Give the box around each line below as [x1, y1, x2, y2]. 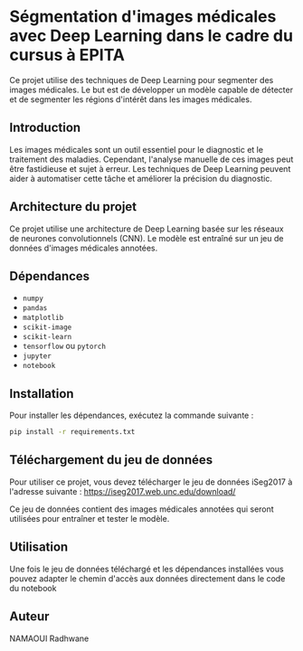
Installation [9, 386, 74, 401]
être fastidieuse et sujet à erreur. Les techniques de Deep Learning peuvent [9, 163, 291, 174]
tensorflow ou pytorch [22, 341, 107, 352]
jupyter [22, 352, 52, 361]
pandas [22, 304, 48, 313]
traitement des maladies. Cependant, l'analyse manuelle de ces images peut [9, 154, 294, 165]
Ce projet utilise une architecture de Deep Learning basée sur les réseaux [9, 223, 285, 234]
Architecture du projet [9, 199, 137, 214]
